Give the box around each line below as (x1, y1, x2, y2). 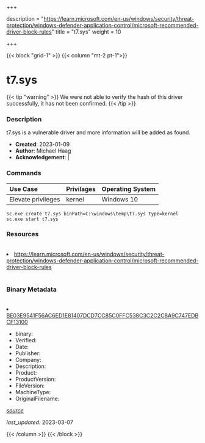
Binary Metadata (6, 285, 57, 294)
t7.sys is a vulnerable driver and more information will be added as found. (6, 129, 191, 136)
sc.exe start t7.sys (6, 216, 59, 222)
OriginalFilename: (15, 395, 60, 403)
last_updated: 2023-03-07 (6, 419, 73, 426)
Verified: (15, 337, 37, 344)
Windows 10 (101, 195, 138, 203)
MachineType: (15, 389, 51, 396)
